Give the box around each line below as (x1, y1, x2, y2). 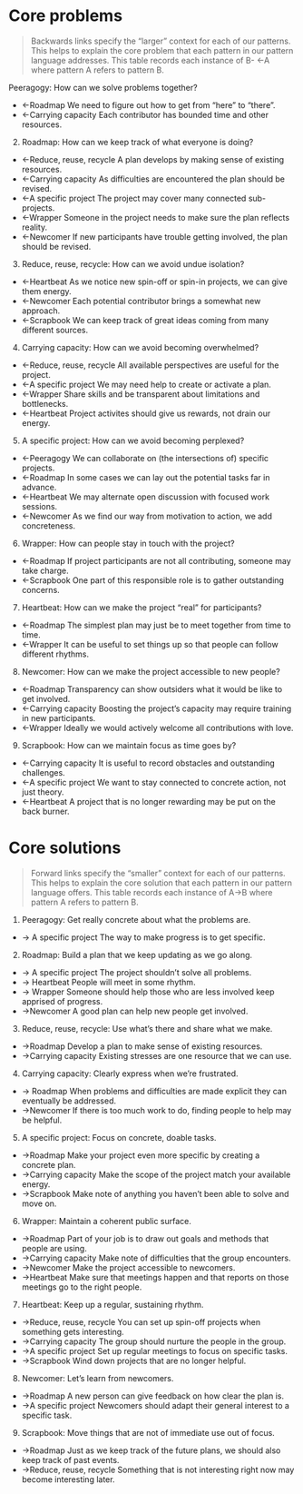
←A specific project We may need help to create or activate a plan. (21, 379, 271, 390)
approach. (21, 305, 61, 316)
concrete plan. (21, 1159, 76, 1170)
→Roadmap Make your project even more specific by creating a (21, 1150, 260, 1161)
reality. (21, 222, 47, 233)
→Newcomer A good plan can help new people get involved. (21, 1005, 249, 1016)
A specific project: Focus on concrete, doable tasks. (21, 1132, 217, 1143)
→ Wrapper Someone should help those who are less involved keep (21, 986, 275, 997)
